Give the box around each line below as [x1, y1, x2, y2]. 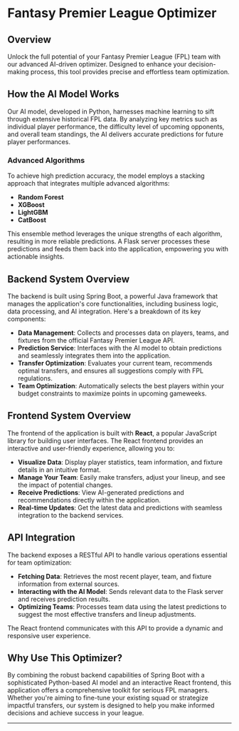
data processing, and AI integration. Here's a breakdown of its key [7, 307, 201, 316]
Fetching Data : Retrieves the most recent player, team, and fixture [17, 572, 212, 580]
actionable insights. [7, 252, 65, 261]
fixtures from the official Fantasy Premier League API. [17, 336, 175, 344]
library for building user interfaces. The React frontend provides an [7, 436, 204, 445]
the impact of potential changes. [17, 480, 113, 489]
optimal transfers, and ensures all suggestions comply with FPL [17, 366, 204, 375]
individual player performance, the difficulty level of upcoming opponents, [7, 122, 225, 131]
